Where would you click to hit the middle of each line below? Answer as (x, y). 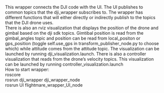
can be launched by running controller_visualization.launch (64, 64)
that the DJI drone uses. (29, 23)
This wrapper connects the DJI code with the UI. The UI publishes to (74, 7)
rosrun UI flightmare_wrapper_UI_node (44, 85)
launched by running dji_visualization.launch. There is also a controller (76, 54)
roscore (13, 75)
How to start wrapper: (27, 70)
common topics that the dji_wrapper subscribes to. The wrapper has (74, 12)
